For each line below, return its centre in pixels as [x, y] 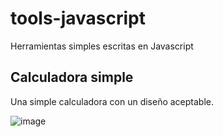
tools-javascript [78, 18]
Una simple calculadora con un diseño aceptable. [112, 101]
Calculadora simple [72, 77]
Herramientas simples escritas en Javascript [102, 46]
